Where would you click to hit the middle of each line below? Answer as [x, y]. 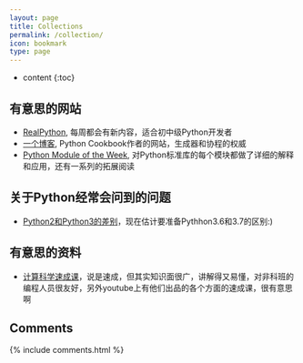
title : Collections [46, 26]
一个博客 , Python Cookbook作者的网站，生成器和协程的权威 [134, 143]
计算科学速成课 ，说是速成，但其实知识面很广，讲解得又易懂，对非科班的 [158, 276]
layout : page [34, 18]
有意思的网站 [45, 109]
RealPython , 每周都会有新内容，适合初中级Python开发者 [127, 132]
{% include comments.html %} [67, 350]
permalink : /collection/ [56, 35]
